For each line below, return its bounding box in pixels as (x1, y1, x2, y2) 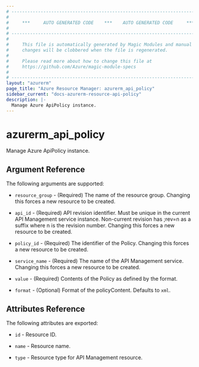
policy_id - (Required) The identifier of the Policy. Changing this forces (14, 240, 190, 247)
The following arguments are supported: (6, 180, 105, 187)
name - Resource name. (14, 343, 71, 350)
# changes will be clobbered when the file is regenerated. (6, 47, 168, 53)
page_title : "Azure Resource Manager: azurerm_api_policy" (6, 86, 155, 92)
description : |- (6, 96, 46, 102)
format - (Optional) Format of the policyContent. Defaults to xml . (14, 286, 171, 294)
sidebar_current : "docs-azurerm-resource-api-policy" (6, 91, 142, 97)
